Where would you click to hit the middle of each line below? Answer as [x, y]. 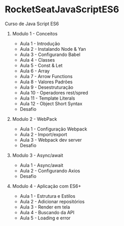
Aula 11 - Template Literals [47, 98]
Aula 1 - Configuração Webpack [54, 129]
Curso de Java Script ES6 [32, 24]
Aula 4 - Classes [37, 60]
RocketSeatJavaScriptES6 [62, 10]
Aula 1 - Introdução [40, 43]
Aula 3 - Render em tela [45, 207]
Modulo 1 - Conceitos [35, 33]
